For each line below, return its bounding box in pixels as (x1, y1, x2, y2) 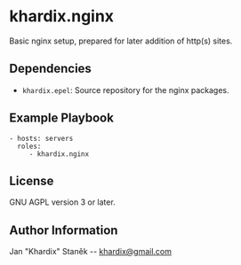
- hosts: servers (9, 134, 74, 143)
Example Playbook (9, 111, 114, 126)
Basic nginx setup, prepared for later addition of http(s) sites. (9, 35, 233, 46)
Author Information (9, 222, 118, 238)
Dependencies (9, 61, 92, 76)
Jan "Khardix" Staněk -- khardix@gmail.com (9, 246, 172, 257)
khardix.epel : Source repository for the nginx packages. (21, 84, 229, 95)
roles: (17, 142, 42, 151)
